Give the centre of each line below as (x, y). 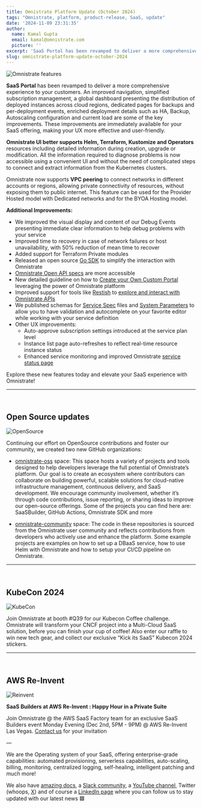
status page (38, 363)
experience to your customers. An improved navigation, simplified (88, 92)
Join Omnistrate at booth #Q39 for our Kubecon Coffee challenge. (88, 619)
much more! (21, 774)
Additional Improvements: (40, 210)
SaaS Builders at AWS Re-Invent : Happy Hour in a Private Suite (87, 707)
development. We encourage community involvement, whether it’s (97, 493)
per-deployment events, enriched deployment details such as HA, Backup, (98, 111)
